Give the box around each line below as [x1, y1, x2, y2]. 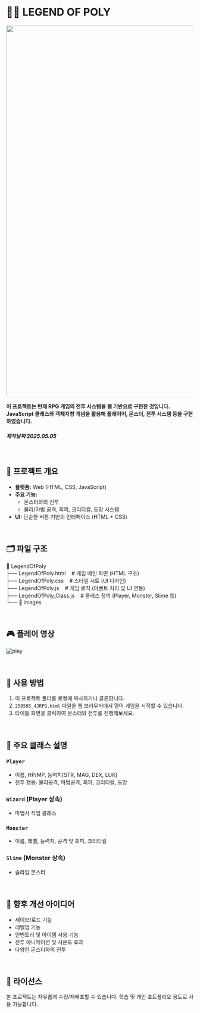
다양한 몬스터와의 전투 [14, 946, 67, 953]
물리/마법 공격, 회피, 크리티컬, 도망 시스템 [23, 506, 120, 513]
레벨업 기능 [14, 923, 41, 930]
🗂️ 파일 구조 [6, 544, 48, 554]
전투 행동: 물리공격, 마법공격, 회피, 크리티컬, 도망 [14, 779, 128, 786]
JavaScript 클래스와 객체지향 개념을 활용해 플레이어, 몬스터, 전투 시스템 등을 [6, 410, 183, 417]
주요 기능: [14, 491, 37, 498]
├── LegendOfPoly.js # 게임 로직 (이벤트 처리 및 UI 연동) [6, 584, 146, 591]
